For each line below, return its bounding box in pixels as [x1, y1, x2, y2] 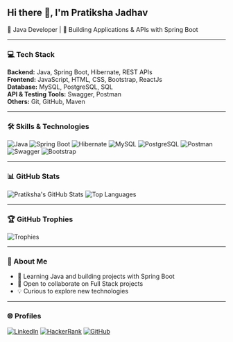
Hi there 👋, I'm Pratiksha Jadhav [7, 7, 148, 19]
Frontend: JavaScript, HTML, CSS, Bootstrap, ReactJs [7, 76, 163, 84]
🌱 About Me [7, 256, 48, 266]
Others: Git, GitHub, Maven [7, 98, 85, 106]
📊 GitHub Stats [7, 171, 60, 181]
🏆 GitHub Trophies [7, 214, 74, 224]
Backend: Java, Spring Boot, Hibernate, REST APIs [7, 68, 153, 76]
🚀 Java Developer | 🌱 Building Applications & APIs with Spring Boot [7, 25, 199, 33]
